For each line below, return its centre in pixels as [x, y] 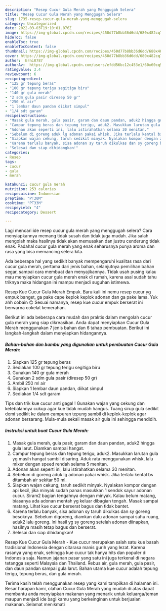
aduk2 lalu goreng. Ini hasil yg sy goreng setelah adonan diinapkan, [81, 522]
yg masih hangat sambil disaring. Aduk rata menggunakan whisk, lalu [83, 459]
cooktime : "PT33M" [24, 203]
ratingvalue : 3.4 [23, 70]
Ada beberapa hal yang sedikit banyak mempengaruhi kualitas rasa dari [78, 261]
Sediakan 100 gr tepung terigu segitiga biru [56, 368]
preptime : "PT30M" [24, 198]
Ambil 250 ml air [29, 383]
